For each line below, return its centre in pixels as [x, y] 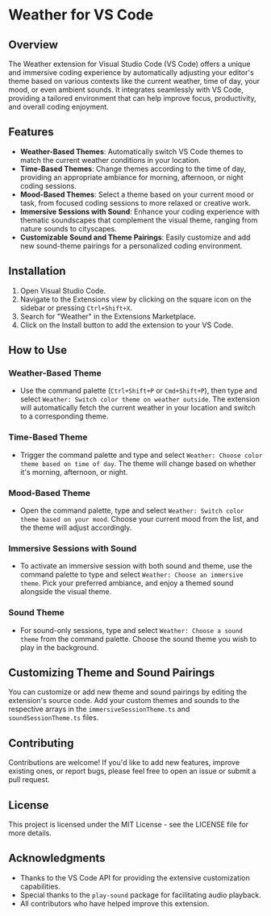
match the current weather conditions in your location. [110, 160]
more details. [30, 833]
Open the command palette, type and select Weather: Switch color [132, 510]
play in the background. [59, 647]
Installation [37, 271]
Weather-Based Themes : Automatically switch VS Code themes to [131, 152]
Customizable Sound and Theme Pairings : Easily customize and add [135, 237]
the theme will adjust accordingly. [76, 527]
